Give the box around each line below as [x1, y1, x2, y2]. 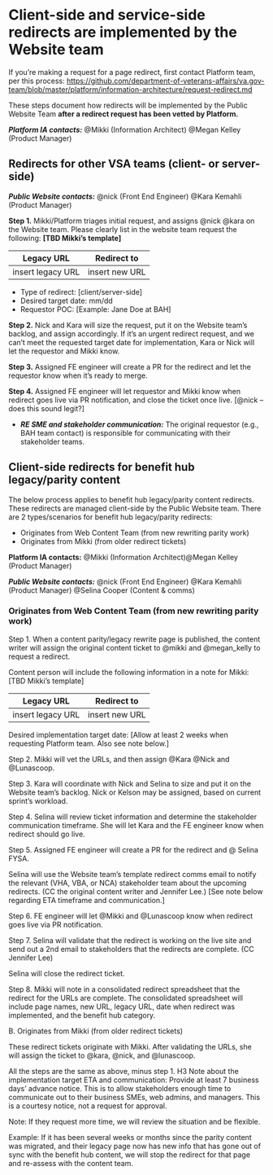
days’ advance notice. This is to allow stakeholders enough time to [8, 1083, 232, 1093]
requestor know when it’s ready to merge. [8, 370, 148, 380]
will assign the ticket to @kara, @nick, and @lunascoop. [8, 1050, 196, 1060]
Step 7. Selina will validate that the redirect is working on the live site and [8, 935, 252, 945]
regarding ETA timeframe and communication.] [8, 895, 165, 905]
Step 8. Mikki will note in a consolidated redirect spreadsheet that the [8, 984, 240, 994]
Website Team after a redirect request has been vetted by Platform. [8, 108, 239, 119]
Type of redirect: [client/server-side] [19, 287, 143, 296]
